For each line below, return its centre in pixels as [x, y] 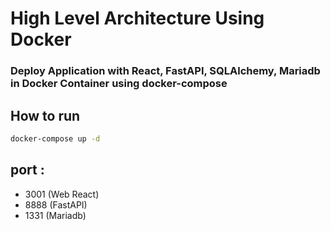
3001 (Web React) [62, 194]
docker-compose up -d [55, 138]
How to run [45, 115]
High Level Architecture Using [137, 18]
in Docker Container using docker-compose [119, 84]
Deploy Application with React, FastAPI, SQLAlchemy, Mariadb [165, 71]
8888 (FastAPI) [56, 204]
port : [27, 170]
